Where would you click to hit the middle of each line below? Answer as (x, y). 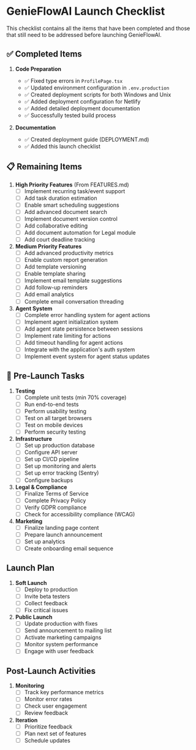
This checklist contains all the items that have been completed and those (98, 28)
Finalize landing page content (62, 527)
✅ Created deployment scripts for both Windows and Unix (98, 94)
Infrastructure (33, 439)
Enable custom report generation (66, 260)
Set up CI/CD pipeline (52, 459)
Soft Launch (31, 583)
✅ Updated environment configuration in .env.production (97, 88)
